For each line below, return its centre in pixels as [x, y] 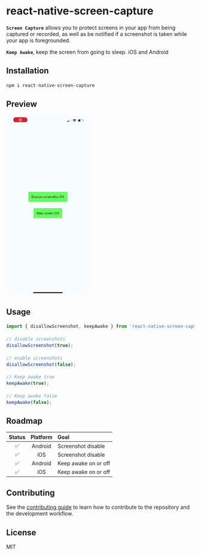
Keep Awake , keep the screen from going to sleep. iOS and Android [87, 52]
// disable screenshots [36, 339]
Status [17, 437]
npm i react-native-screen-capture [51, 85]
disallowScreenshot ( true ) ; [40, 345]
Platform [42, 437]
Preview [22, 104]
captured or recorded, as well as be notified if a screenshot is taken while [97, 34]
